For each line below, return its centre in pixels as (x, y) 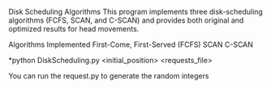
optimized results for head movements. (74, 29)
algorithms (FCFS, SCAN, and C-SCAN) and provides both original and (126, 20)
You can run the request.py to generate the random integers (109, 76)
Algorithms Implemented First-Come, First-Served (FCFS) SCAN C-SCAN (131, 44)
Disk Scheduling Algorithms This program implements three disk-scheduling (136, 12)
